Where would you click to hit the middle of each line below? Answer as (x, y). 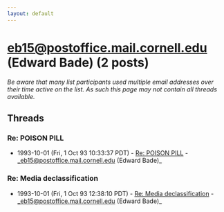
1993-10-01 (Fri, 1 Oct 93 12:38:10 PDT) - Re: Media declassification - (115, 193)
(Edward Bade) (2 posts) (78, 62)
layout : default (30, 14)
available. (21, 96)
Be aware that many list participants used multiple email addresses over (111, 82)
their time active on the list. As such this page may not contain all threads (112, 89)
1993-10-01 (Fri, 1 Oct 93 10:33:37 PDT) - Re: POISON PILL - (103, 153)
